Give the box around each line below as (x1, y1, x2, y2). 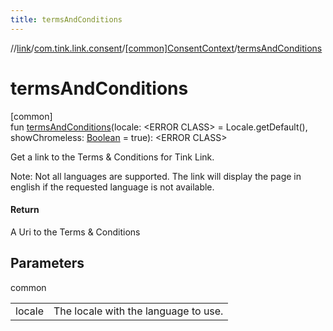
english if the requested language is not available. (10, 181, 215, 193)
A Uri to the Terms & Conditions (10, 226, 141, 238)
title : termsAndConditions (10, 14, 123, 25)
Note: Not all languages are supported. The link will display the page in (10, 170, 302, 182)
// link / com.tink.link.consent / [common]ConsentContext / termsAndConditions (10, 42, 323, 54)
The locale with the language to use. (53, 304, 224, 318)
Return (10, 204, 40, 216)
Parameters (10, 255, 85, 272)
